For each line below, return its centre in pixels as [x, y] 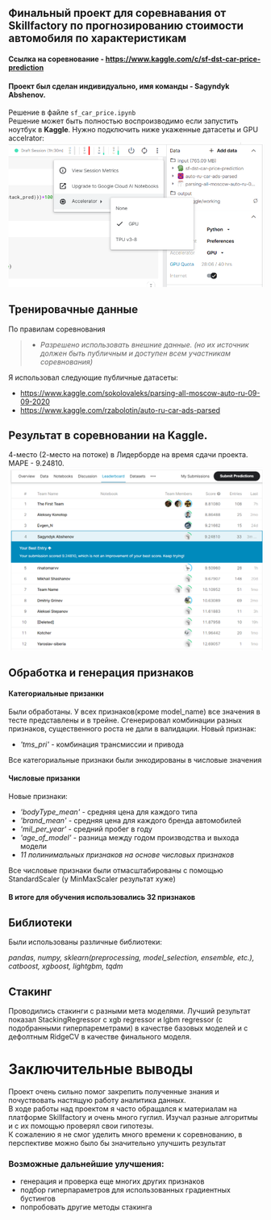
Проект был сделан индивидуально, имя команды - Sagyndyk [119, 86]
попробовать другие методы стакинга [86, 1207]
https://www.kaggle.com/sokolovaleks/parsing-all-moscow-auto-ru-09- [140, 393]
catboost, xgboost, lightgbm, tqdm [66, 966]
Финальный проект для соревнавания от [117, 13]
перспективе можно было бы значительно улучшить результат [117, 1143]
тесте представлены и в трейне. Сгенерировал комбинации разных [125, 720]
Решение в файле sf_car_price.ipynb [72, 113]
